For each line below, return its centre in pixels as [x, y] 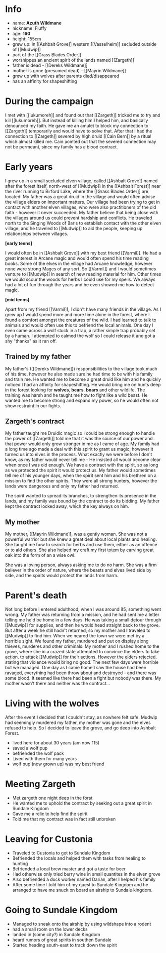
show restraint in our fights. [33, 406]
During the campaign [50, 101]
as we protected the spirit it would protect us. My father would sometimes [81, 470]
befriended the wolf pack [38, 753]
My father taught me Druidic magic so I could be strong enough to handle [80, 433]
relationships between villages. [37, 234]
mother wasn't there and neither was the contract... [58, 684]
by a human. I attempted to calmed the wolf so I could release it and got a [80, 336]
